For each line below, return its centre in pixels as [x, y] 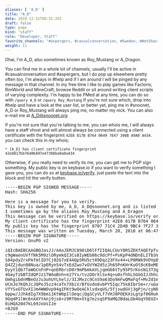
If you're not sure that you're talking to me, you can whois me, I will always [80, 125]
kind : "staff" [19, 32]
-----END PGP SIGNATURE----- [40, 313]
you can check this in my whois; [37, 140]
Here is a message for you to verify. [51, 202]
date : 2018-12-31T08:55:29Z [33, 18]
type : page [16, 28]
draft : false [18, 23]
